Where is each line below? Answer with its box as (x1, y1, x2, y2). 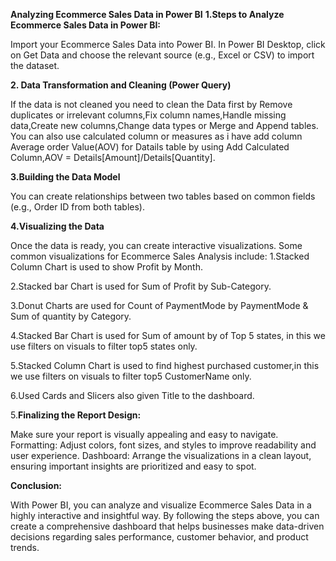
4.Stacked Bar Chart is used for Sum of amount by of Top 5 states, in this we (10, 330, 326, 341)
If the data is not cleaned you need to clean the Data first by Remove (10, 99, 293, 110)
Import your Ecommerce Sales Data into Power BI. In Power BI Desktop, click (10, 39, 326, 50)
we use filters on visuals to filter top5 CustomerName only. (10, 370, 252, 382)
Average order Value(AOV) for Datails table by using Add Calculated (10, 141, 290, 153)
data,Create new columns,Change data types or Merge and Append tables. (10, 120, 319, 131)
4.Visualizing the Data (10, 220, 105, 232)
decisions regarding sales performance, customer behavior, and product (10, 531, 309, 543)
